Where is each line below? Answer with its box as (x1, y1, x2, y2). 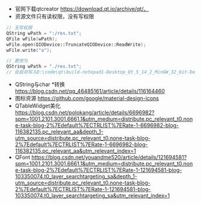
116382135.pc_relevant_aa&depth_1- (14, 128, 104, 135)
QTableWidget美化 (14, 102, 61, 109)
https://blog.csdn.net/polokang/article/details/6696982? (14, 109, 155, 116)
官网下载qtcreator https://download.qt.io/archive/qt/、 (14, 5, 149, 12)
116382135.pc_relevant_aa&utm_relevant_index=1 (14, 147, 136, 155)
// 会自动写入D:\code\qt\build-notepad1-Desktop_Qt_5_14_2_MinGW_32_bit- (6, 69, 190, 75)
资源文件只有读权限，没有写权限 (14, 13, 94, 20)
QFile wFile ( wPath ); (6, 35, 58, 42)
